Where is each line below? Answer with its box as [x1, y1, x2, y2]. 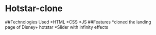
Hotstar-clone [5, 3, 63, 14]
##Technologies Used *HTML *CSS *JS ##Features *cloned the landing [5, 19, 152, 25]
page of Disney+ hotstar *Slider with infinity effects [5, 24, 108, 30]
